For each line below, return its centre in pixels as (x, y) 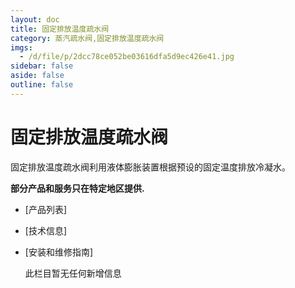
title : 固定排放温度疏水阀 (60, 29)
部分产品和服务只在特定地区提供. (77, 188)
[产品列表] (46, 209)
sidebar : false (42, 66)
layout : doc (35, 19)
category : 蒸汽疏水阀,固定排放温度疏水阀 (87, 38)
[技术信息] (46, 230)
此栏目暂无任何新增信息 (73, 273)
